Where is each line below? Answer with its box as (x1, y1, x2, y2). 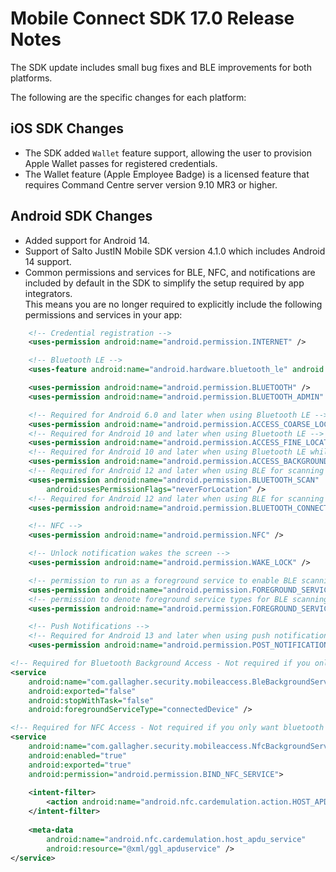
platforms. (10, 72, 53, 84)
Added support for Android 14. (24, 234, 150, 246)
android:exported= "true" (28, 760, 132, 770)
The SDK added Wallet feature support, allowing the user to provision (24, 147, 313, 159)
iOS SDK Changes (10, 120, 125, 137)
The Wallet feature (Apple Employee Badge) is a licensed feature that (24, 168, 310, 180)
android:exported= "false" (28, 686, 137, 696)
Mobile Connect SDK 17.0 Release (10, 7, 295, 30)
